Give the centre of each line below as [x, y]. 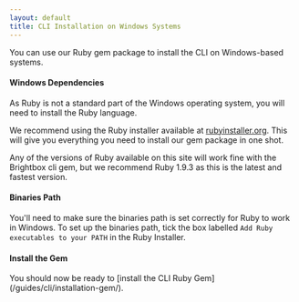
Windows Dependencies [57, 83]
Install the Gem [39, 258]
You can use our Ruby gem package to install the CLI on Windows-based [147, 52]
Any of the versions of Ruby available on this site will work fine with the [143, 157]
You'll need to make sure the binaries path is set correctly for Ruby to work [150, 217]
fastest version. [39, 176]
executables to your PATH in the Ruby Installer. [98, 237]
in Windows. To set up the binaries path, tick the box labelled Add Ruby [141, 227]
